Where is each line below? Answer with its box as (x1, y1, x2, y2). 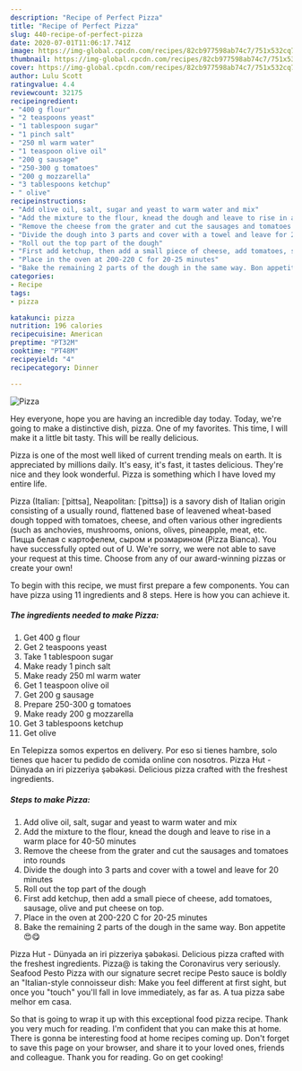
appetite (255, 922, 286, 933)
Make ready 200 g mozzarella (22, 708, 134, 719)
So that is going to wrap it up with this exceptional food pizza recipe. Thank (10, 1014, 289, 1024)
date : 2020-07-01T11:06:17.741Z (10, 38, 131, 48)
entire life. (10, 478, 47, 489)
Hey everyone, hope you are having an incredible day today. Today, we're (10, 413, 281, 424)
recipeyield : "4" (10, 355, 75, 364)
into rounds (22, 855, 66, 866)
